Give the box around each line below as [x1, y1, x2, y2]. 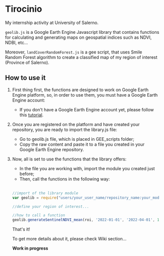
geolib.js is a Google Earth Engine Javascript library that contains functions [5, 29, 160, 35]
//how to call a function [12, 213, 65, 218]
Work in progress [12, 245, 48, 251]
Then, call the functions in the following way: [19, 176, 110, 182]
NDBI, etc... [5, 39, 28, 45]
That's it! [12, 227, 30, 232]
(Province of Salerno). [5, 59, 49, 65]
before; [19, 171, 34, 177]
